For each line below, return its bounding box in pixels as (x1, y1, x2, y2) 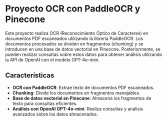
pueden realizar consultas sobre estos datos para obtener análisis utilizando (5, 51, 162, 57)
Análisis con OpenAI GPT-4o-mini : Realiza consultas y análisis (12, 105, 143, 111)
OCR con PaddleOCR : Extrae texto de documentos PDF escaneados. (12, 84, 154, 90)
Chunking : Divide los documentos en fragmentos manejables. (12, 89, 140, 95)
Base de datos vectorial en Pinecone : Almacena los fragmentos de (12, 95, 151, 101)
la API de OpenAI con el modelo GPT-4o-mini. (5, 56, 100, 62)
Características (5, 71, 54, 80)
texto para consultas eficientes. (12, 100, 77, 106)
